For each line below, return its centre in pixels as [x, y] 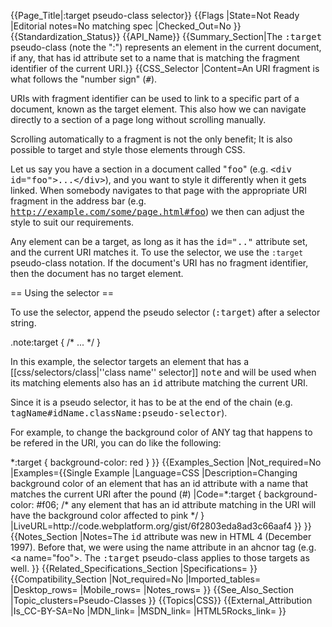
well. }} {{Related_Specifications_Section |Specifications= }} [134, 568]
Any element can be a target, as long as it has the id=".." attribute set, [159, 241]
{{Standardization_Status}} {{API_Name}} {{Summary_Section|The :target [166, 36]
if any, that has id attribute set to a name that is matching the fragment [155, 58]
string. [23, 323]
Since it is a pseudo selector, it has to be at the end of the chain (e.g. [151, 402]
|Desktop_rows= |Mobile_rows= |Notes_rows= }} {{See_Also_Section [152, 589]
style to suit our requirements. [72, 222]
